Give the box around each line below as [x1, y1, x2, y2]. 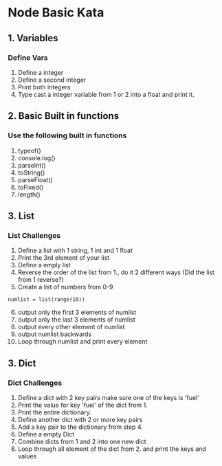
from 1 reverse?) [17, 276, 65, 284]
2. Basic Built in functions [8, 110, 120, 122]
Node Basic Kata [8, 5, 104, 21]
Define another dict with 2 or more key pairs [17, 415, 143, 423]
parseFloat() [17, 175, 54, 184]
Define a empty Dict [17, 430, 75, 438]
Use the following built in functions [8, 131, 127, 140]
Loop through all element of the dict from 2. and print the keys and [17, 445, 207, 453]
